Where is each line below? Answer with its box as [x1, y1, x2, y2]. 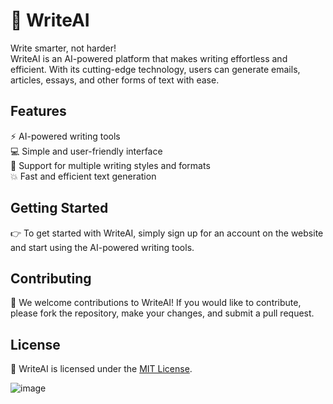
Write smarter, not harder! [10, 42, 117, 54]
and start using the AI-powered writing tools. [10, 241, 195, 253]
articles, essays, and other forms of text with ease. [10, 74, 220, 86]
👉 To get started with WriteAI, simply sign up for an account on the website [10, 227, 324, 239]
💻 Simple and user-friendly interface [10, 145, 163, 157]
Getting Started [10, 200, 109, 217]
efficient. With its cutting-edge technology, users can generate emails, [10, 63, 301, 75]
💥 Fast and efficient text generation [10, 170, 157, 182]
